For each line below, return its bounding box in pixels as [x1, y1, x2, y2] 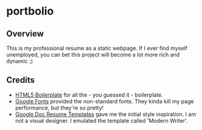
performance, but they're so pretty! [15, 104, 104, 111]
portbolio [6, 4, 54, 18]
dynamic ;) [6, 58, 33, 64]
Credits [6, 75, 35, 86]
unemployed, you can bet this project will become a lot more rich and [6, 51, 180, 58]
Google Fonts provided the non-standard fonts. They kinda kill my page [15, 97, 194, 104]
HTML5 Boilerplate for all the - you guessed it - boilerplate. [15, 91, 163, 98]
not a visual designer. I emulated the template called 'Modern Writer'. [15, 117, 188, 124]
